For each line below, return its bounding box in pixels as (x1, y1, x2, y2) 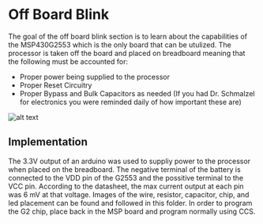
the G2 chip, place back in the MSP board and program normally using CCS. (8, 207, 256, 216)
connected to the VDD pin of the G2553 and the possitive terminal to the (8, 173, 243, 182)
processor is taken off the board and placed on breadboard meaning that (8, 48, 246, 58)
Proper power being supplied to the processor (19, 72, 170, 81)
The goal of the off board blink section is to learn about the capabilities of (8, 32, 247, 41)
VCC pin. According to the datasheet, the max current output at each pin (8, 181, 244, 191)
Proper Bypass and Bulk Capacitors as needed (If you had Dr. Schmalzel (19, 88, 255, 98)
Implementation (8, 136, 88, 149)
